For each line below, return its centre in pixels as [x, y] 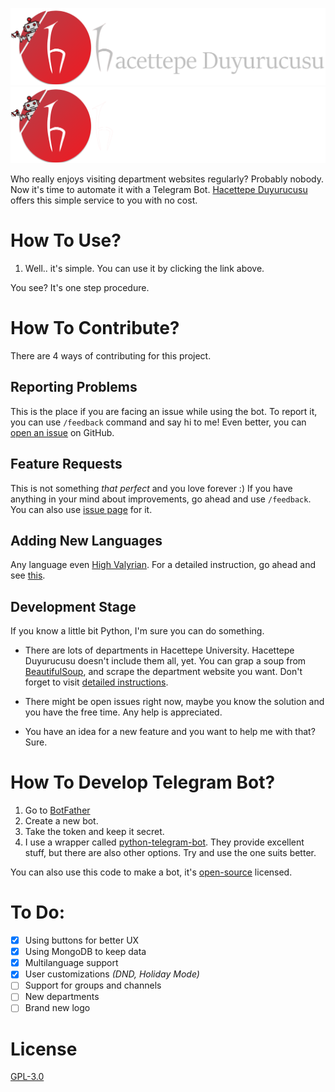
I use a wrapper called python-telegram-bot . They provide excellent [164, 842]
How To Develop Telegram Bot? [143, 782]
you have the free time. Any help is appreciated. [123, 712]
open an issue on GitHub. [62, 432]
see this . [28, 575]
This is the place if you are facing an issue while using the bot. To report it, [164, 411]
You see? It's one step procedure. [80, 288]
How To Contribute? [95, 328]
